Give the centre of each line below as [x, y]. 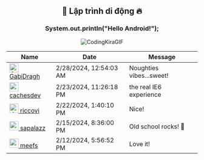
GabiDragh [25, 76]
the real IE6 [145, 87]
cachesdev [25, 95]
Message [162, 57]
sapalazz [33, 128]
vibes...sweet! [149, 75]
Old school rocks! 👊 [157, 127]
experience [145, 94]
